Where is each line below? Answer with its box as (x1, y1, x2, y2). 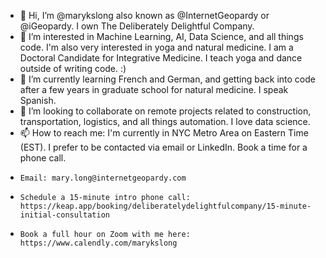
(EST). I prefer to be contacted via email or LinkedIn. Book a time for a (19, 141, 308, 153)
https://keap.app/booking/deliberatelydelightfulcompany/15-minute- (19, 201, 312, 211)
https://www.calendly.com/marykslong (19, 238, 178, 248)
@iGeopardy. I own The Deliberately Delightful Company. (19, 20, 255, 32)
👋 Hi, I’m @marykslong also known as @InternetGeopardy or (19, 10, 270, 21)
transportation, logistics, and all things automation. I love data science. (19, 116, 311, 127)
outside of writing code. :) (19, 63, 127, 74)
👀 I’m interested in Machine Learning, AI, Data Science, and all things (19, 31, 304, 42)
